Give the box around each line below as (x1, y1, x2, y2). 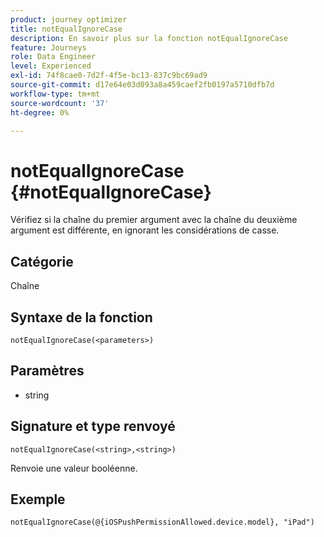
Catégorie (10, 253, 74, 270)
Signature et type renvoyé (10, 418, 176, 435)
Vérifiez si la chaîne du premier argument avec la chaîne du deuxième (10, 214, 298, 226)
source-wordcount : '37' (10, 98, 110, 108)
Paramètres (10, 362, 85, 380)
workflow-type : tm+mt (10, 89, 101, 99)
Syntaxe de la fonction (10, 309, 153, 326)
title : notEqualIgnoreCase (10, 24, 123, 34)
